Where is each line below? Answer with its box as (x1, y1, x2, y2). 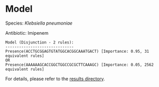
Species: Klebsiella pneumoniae (5, 20, 73, 26)
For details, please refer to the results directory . (5, 75, 105, 82)
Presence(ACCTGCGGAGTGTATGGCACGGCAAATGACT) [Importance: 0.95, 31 (5, 49, 149, 54)
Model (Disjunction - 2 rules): (5, 39, 74, 45)
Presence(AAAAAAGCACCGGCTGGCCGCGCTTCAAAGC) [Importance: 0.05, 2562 (5, 62, 154, 67)
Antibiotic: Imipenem (5, 30, 49, 36)
